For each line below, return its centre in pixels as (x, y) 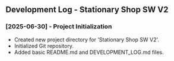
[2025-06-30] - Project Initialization (59, 27)
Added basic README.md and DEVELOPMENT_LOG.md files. (89, 52)
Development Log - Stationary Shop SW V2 (87, 10)
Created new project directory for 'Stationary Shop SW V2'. (87, 39)
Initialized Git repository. (44, 46)
